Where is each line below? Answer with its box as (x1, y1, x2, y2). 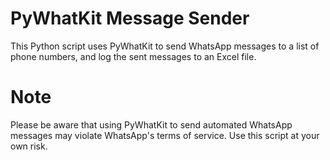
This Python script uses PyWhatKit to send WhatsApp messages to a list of (10, 40, 320, 52)
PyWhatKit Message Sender (10, 7, 250, 30)
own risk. (10, 140, 48, 152)
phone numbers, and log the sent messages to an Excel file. (10, 50, 257, 62)
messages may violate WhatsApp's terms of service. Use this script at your (10, 129, 320, 141)
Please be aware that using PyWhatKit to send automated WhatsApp (10, 118, 293, 131)
